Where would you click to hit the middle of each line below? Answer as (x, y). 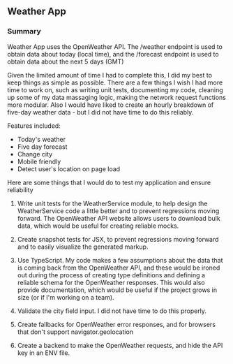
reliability (20, 190)
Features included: (34, 126)
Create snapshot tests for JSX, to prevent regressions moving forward (118, 239)
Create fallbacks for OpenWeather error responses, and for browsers (116, 324)
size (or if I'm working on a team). (66, 297)
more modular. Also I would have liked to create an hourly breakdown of (111, 105)
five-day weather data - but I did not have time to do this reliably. (100, 112)
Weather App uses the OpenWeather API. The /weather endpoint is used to (115, 46)
